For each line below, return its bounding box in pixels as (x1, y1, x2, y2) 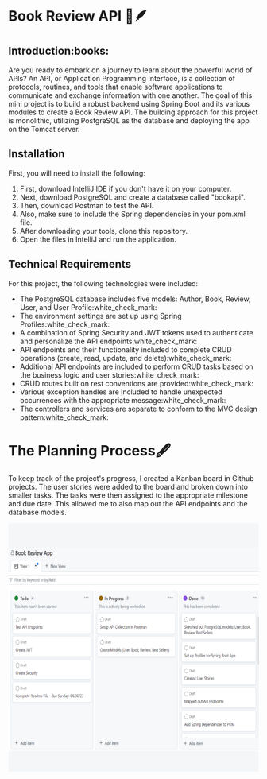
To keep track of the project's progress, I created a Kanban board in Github (8, 473, 254, 483)
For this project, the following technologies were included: (8, 278, 199, 288)
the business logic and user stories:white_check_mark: (19, 370, 199, 379)
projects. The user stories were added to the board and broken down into (8, 482, 249, 491)
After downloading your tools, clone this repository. (19, 226, 188, 235)
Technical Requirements (8, 258, 132, 271)
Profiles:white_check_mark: (19, 320, 110, 329)
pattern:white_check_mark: (19, 412, 109, 422)
